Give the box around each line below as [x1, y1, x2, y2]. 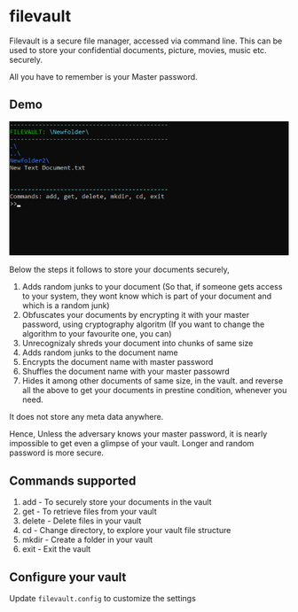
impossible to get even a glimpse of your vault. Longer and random [9, 438, 255, 449]
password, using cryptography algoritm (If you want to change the [21, 319, 265, 329]
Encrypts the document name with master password [21, 357, 214, 368]
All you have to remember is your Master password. [9, 71, 198, 81]
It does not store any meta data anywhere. [9, 412, 164, 422]
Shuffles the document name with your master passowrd [21, 366, 230, 377]
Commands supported [9, 473, 137, 488]
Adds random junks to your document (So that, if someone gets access [21, 282, 283, 292]
